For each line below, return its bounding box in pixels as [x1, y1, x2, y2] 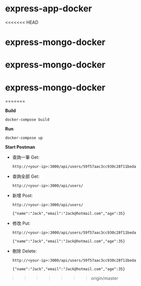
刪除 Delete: [12, 248, 37, 254]
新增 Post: [12, 193, 33, 199]
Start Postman [5, 144, 35, 150]
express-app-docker [5, 3, 92, 14]
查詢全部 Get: [12, 173, 39, 179]
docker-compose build [5, 117, 50, 123]
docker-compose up [5, 135, 43, 141]
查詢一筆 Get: [12, 154, 39, 161]
